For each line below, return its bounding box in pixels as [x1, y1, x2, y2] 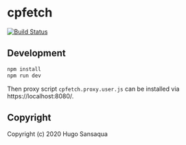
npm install [7, 65, 41, 73]
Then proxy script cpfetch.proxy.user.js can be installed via [7, 85, 180, 93]
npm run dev [7, 72, 41, 79]
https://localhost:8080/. [7, 91, 74, 100]
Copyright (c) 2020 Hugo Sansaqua [7, 130, 108, 138]
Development [7, 47, 67, 59]
